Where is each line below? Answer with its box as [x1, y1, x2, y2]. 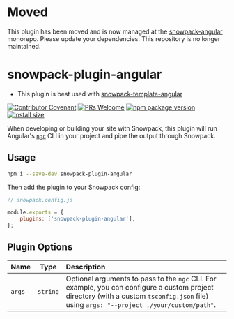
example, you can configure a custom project [65, 282, 214, 292]
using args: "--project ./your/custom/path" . [65, 299, 217, 309]
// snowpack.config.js [7, 196, 73, 203]
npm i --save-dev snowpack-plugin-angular [7, 170, 132, 177]
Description [65, 262, 106, 272]
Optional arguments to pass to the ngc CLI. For [65, 274, 217, 283]
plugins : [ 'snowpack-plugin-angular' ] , [19, 216, 136, 223]
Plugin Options [7, 242, 73, 253]
